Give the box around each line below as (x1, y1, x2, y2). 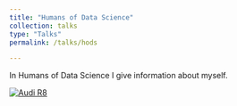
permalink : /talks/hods (9, 37, 98, 47)
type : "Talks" (9, 29, 63, 38)
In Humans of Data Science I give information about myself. (9, 70, 228, 81)
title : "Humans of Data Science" (9, 12, 134, 22)
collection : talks (9, 21, 78, 30)
